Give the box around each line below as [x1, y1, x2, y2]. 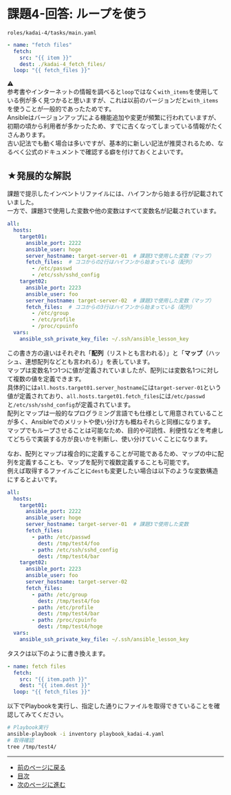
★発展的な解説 [7, 170, 71, 182]
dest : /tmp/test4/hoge [37, 623, 103, 630]
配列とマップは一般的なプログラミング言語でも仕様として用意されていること [7, 409, 224, 417]
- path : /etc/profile [32, 604, 94, 611]
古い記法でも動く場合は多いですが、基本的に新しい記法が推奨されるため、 [7, 139, 218, 148]
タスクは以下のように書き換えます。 [7, 649, 109, 657]
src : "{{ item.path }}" [19, 675, 88, 683]
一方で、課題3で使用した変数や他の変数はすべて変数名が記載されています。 [7, 207, 220, 215]
